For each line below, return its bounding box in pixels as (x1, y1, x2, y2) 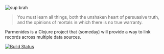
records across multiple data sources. (5, 34, 82, 40)
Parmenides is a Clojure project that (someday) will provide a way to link (5, 29, 151, 34)
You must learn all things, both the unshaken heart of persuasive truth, (17, 14, 160, 20)
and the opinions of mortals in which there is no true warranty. (17, 20, 143, 25)
